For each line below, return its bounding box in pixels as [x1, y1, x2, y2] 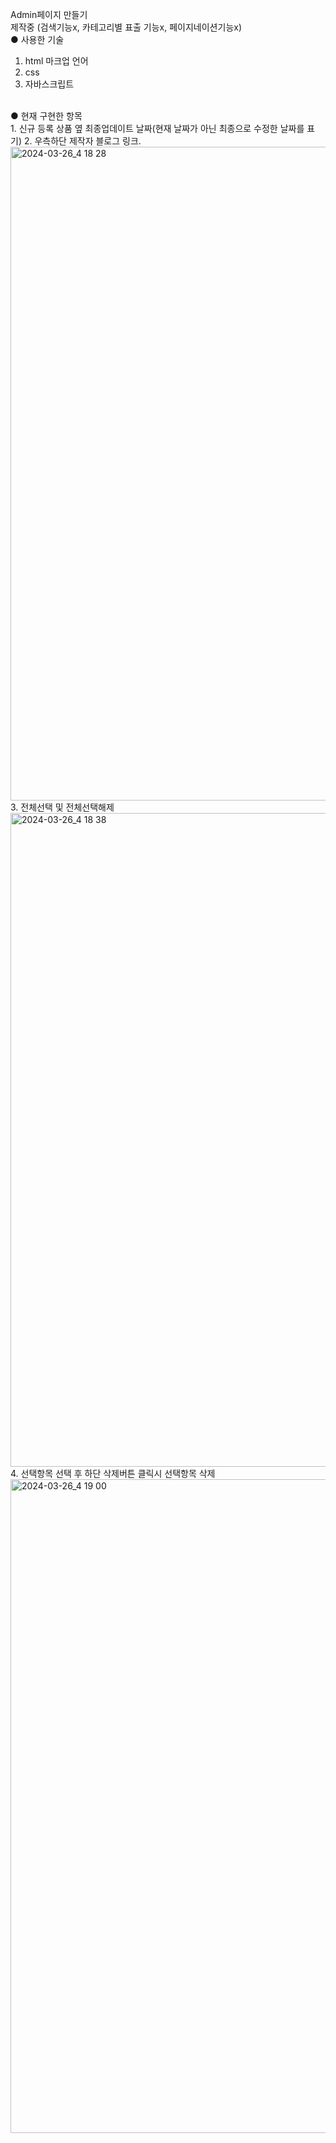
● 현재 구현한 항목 [10, 110, 83, 122]
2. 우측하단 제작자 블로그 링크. [23, 135, 142, 147]
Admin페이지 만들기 [10, 9, 88, 20]
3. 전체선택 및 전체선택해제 [10, 801, 115, 813]
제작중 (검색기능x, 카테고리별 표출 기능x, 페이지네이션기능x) [10, 21, 243, 33]
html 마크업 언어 [24, 55, 89, 67]
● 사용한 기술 [10, 34, 65, 45]
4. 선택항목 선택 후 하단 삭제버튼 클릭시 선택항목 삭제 [10, 1468, 216, 1479]
